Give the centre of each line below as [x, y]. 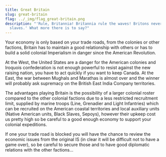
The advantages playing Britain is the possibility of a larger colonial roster [80, 93]
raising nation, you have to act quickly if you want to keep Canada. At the [80, 73]
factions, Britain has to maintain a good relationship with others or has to [79, 48]
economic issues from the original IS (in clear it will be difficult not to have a [82, 140]
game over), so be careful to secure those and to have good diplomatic [77, 145]
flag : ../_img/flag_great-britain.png [45, 19]
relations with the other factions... [39, 150]
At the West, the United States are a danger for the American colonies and [81, 62]
